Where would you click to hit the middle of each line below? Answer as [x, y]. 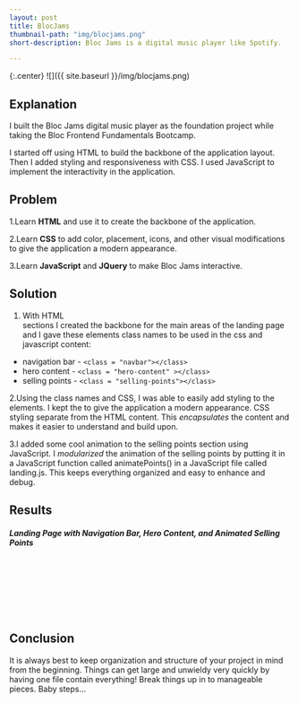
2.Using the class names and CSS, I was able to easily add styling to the [142, 398]
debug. [22, 482]
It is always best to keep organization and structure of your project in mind [146, 660]
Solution [33, 294]
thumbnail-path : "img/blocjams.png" [77, 34]
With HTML [43, 316]
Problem [34, 200]
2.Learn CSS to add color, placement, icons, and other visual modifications [147, 239]
